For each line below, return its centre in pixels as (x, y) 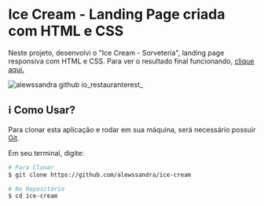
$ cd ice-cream (33, 196)
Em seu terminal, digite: (46, 153)
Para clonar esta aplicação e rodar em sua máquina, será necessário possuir (132, 129)
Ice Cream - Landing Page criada (117, 14)
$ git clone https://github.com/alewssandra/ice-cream (100, 175)
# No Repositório (37, 189)
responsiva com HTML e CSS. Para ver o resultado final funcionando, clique (131, 61)
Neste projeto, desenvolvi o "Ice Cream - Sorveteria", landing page (116, 52)
